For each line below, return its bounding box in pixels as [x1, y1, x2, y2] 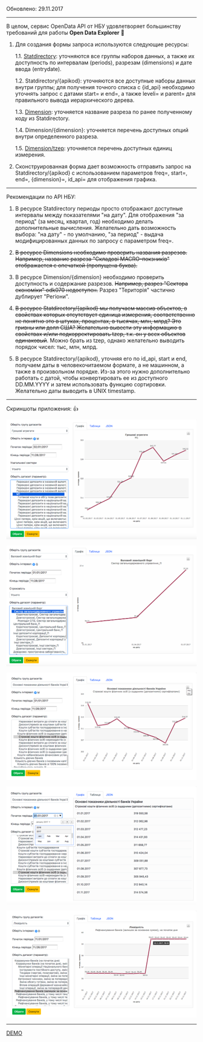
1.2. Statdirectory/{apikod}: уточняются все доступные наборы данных [14, 77, 196, 84]
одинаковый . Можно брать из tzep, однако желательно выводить [14, 337, 185, 344]
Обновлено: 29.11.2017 [6, 5, 63, 12]
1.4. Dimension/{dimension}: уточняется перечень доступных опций [14, 127, 188, 133]
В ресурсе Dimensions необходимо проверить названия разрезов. [14, 249, 187, 256]
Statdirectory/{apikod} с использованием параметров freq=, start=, [14, 169, 188, 176]
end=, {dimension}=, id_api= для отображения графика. [14, 176, 157, 183]
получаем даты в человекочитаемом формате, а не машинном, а [14, 361, 184, 369]
